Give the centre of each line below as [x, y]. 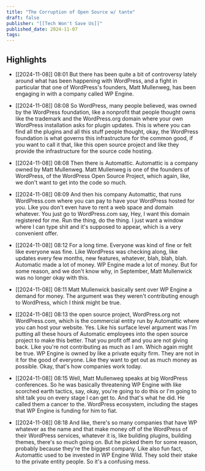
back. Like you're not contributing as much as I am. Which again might [104, 347]
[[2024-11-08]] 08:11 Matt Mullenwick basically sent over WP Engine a [103, 289]
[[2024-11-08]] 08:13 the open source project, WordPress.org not [98, 314]
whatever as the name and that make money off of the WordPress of [101, 429]
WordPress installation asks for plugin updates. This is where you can [103, 125]
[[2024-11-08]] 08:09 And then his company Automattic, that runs [98, 194]
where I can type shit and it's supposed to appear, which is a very [98, 226]
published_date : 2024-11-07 [42, 29]
